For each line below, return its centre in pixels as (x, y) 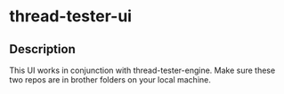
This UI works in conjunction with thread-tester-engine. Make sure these (142, 70)
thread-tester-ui (70, 16)
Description (42, 49)
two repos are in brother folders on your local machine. (110, 80)
